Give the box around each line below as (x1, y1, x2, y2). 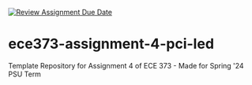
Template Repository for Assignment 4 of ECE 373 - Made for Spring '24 (8, 61, 244, 70)
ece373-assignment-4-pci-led (8, 35, 215, 53)
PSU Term (8, 69, 42, 79)
